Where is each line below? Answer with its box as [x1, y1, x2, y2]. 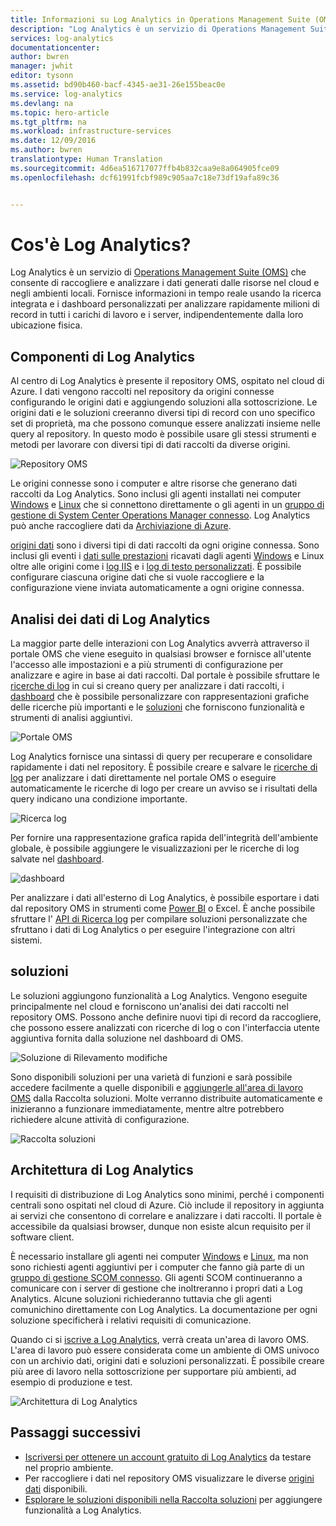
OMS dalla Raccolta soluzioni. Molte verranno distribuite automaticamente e [10, 1092, 323, 1104]
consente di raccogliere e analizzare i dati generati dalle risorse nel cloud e [10, 277, 320, 289]
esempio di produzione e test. [10, 1376, 133, 1388]
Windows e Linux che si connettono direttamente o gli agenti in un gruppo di [10, 499, 325, 511]
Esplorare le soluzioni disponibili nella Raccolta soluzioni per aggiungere [24, 1493, 323, 1505]
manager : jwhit [10, 61, 74, 71]
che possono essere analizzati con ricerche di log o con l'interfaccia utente [10, 1021, 320, 1033]
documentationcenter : [10, 42, 101, 53]
